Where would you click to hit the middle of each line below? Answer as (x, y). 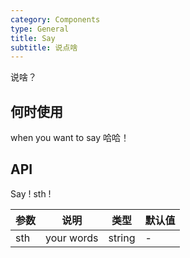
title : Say (33, 38)
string (122, 238)
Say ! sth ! (31, 193)
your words (72, 238)
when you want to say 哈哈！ (70, 138)
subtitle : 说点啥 (44, 47)
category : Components (55, 19)
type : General (40, 29)
